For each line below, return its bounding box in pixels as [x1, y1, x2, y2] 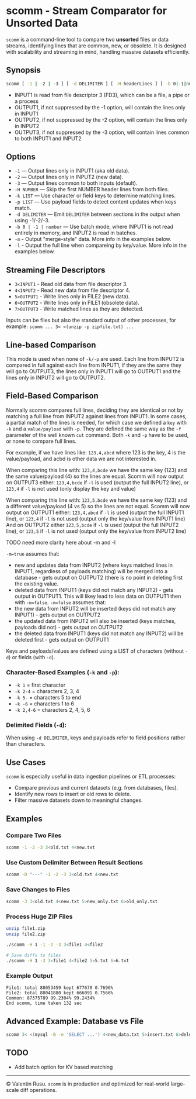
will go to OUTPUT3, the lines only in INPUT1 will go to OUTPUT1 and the [6, 368, 181, 375]
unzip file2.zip [6, 931, 45, 937]
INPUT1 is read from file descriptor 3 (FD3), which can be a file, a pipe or [14, 91, 190, 98]
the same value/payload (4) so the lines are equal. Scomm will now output [6, 473, 184, 480]
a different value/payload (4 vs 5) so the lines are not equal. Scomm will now [6, 502, 190, 509]
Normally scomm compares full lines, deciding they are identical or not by [6, 406, 184, 414]
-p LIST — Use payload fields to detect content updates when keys [14, 198, 177, 205]
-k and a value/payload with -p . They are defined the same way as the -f [6, 425, 181, 432]
